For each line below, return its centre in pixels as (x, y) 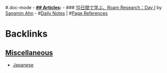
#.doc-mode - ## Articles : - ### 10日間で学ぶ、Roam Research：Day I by (83, 7)
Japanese (23, 65)
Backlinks (27, 34)
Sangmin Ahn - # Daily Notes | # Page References (57, 13)
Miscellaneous (29, 53)
